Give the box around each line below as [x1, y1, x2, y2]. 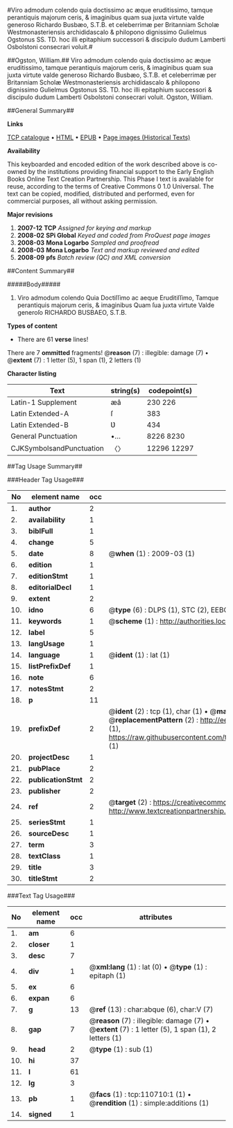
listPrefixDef [28, 661, 71, 671]
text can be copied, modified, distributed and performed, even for [7, 190, 196, 198]
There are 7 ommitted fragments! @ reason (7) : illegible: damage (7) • [7, 349, 209, 356]
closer [28, 939, 50, 949]
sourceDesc [28, 828, 69, 838]
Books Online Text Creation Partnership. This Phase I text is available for [7, 175, 214, 183]
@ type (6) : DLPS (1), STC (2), [108, 605, 209, 614]
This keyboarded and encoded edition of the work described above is [7, 160, 207, 168]
